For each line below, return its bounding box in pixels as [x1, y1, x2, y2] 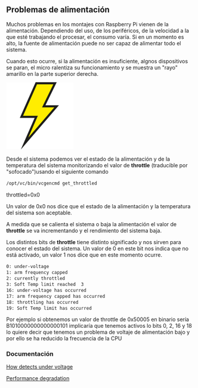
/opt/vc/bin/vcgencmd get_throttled [6, 180, 97, 186]
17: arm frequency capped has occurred [6, 293, 106, 299]
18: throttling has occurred [6, 299, 79, 305]
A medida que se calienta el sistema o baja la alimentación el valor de [6, 220, 177, 227]
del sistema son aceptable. [6, 209, 73, 216]
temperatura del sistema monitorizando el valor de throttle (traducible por [6, 161, 188, 169]
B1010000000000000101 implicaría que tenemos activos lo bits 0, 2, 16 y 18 [6, 322, 192, 329]
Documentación [6, 349, 54, 358]
